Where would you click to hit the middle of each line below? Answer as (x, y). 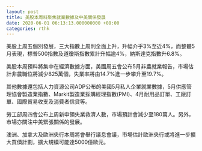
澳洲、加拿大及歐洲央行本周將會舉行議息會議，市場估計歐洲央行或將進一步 (98, 135)
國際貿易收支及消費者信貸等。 (54, 102)
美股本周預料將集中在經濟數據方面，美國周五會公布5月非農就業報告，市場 (97, 67)
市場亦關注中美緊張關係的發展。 (46, 122)
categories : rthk (28, 28)
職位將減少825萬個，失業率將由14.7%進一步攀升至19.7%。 (94, 74)
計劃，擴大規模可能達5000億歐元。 (66, 142)
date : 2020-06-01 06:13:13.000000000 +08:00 (63, 23)
